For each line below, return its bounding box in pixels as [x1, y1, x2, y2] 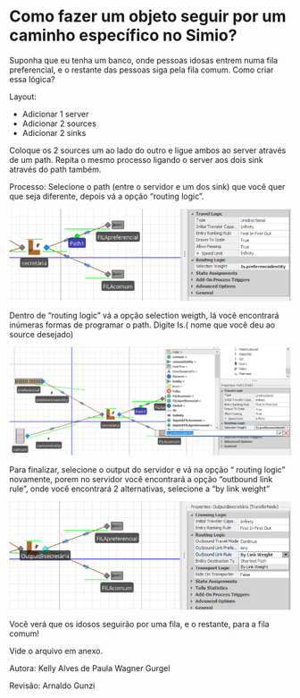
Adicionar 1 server [21, 108, 89, 119]
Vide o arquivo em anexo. [9, 645, 104, 656]
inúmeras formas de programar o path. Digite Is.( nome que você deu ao [9, 319, 275, 330]
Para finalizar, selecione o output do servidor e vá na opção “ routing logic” [9, 464, 286, 475]
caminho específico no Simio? [9, 25, 237, 46]
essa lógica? [9, 73, 55, 84]
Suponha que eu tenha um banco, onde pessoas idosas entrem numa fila [9, 55, 279, 65]
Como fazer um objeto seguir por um [9, 6, 287, 27]
